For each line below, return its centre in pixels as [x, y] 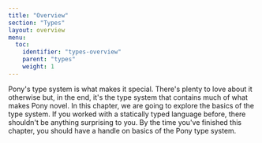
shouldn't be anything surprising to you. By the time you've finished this [125, 122]
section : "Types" [37, 23]
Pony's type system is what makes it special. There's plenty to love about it [130, 89]
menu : [17, 37]
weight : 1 [39, 67]
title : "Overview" [38, 15]
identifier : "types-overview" [72, 52]
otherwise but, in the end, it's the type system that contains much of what [128, 97]
